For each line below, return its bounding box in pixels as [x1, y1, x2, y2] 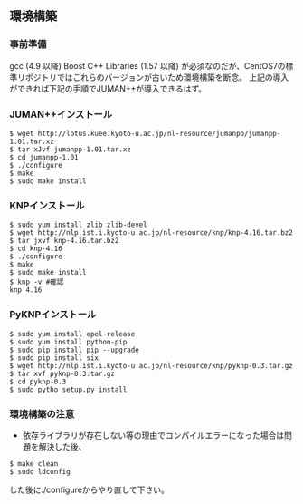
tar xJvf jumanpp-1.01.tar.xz [17, 144, 131, 154]
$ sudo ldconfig [9, 467, 71, 476]
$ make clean [9, 459, 59, 469]
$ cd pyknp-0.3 [9, 377, 67, 386]
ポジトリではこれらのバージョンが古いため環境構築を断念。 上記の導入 [24, 72, 289, 82]
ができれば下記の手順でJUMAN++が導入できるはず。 [9, 82, 207, 93]
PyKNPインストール [9, 308, 97, 321]
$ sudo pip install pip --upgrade [9, 345, 140, 354]
